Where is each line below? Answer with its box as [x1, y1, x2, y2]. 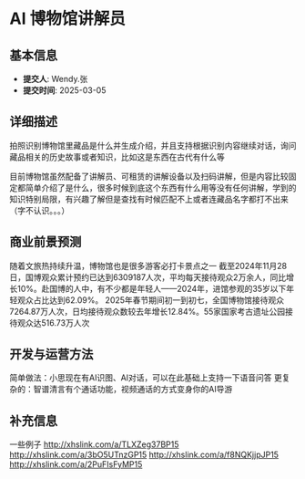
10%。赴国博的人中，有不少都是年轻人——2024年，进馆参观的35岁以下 [16, 283, 287, 294]
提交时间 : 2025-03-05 [22, 85, 107, 96]
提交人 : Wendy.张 [22, 74, 88, 84]
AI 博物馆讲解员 [9, 8, 126, 29]
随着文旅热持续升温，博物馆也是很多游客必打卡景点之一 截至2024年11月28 [9, 260, 288, 271]
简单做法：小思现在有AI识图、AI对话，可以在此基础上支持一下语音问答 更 [9, 372, 282, 383]
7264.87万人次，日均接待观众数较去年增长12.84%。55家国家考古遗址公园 [9, 306, 286, 317]
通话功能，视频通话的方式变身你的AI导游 [80, 384, 233, 395]
